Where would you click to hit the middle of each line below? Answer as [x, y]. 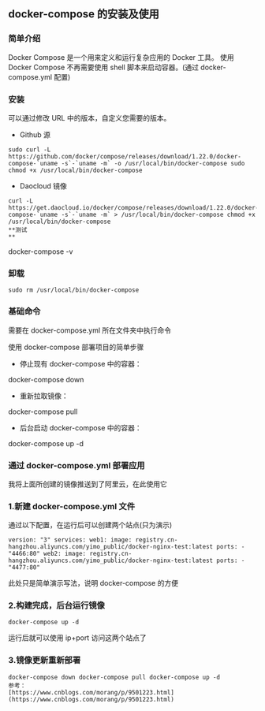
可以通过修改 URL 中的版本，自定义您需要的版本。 [90, 117]
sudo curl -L [30, 149]
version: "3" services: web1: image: [70, 540]
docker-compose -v [41, 251]
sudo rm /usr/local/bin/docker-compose [74, 290]
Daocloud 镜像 [43, 186]
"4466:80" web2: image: [47, 554]
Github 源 [35, 134]
